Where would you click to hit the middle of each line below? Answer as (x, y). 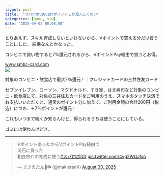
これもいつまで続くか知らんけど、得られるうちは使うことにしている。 (76, 119)
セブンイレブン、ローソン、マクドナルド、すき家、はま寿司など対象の (76, 90)
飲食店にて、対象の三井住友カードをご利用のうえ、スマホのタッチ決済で (86, 96)
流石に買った (30, 150)
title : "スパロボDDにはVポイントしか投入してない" (52, 14)
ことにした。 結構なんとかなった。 (40, 44)
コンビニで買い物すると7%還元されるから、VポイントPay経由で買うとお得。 (82, 55)
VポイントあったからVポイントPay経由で (58, 144)
